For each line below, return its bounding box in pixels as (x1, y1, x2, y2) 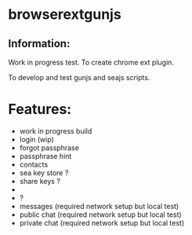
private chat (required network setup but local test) (19, 218, 185, 227)
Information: (8, 37, 71, 50)
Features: (8, 101, 72, 119)
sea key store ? (19, 167, 69, 178)
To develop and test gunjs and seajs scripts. (8, 73, 150, 82)
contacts (19, 160, 49, 169)
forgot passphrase (19, 143, 80, 152)
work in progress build (19, 126, 92, 135)
